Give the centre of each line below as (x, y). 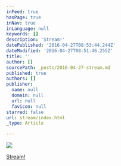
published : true (26, 73)
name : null (25, 90)
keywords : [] (22, 34)
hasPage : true (24, 17)
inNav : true (21, 23)
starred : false (25, 112)
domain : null (28, 95)
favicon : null (29, 106)
